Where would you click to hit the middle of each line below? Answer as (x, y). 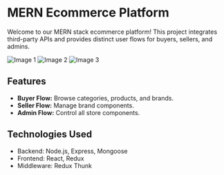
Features (27, 82)
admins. (18, 46)
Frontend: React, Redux (50, 158)
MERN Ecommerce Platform (88, 13)
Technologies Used (49, 135)
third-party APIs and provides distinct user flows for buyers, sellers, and (110, 39)
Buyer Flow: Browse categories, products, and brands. (95, 98)
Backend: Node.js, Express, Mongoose (72, 151)
